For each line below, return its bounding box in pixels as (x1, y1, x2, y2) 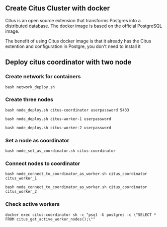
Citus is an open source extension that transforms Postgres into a (5, 17, 141, 23)
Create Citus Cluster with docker (5, 4, 110, 13)
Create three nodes (5, 96, 54, 103)
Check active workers (5, 201, 60, 208)
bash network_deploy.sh (5, 84, 55, 90)
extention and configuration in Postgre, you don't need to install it (5, 43, 141, 49)
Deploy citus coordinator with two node (5, 58, 132, 67)
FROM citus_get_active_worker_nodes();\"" (5, 216, 96, 221)
